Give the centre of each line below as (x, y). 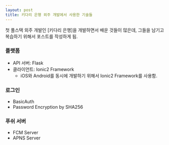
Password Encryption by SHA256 (48, 107)
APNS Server (27, 138)
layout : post (19, 10)
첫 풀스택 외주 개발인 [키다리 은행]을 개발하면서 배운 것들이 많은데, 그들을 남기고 (85, 30)
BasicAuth (23, 102)
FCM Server (25, 133)
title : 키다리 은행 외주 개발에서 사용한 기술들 (49, 15)
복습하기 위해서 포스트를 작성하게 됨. (41, 36)
